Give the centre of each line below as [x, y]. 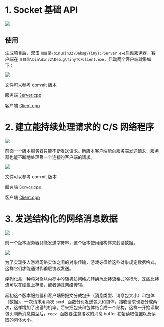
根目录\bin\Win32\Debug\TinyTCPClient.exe [62, 59]
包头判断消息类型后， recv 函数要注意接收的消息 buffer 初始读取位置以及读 [81, 313]
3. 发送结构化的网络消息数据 [61, 219]
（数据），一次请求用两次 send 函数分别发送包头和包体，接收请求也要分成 [79, 301]
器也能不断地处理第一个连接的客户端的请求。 [50, 157]
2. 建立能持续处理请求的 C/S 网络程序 [80, 127]
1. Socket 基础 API [41, 10]
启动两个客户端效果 [128, 59]
